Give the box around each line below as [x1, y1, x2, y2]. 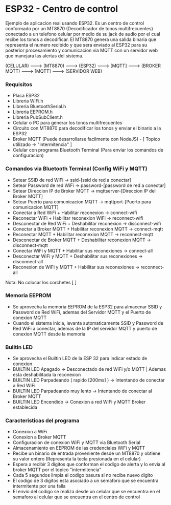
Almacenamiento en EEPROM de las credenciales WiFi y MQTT [12, 445, 145, 451]
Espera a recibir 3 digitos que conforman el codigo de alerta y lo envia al [12, 461, 166, 468]
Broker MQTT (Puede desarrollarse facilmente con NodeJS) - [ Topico [12, 136, 160, 142]
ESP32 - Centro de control [5, 3, 118, 15]
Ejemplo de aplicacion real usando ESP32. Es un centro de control [5, 20, 144, 26]
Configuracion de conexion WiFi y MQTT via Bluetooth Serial [12, 439, 140, 446]
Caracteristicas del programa [5, 417, 80, 424]
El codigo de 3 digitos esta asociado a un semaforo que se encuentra [12, 477, 159, 484]
